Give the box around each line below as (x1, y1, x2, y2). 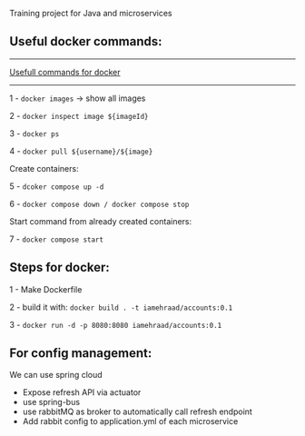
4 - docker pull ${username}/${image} (9, 145, 153, 156)
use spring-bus (22, 397, 80, 408)
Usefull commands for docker (9, 66, 121, 77)
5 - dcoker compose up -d (9, 181, 104, 192)
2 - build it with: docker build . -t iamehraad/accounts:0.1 (9, 302, 233, 312)
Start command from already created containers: (9, 215, 192, 226)
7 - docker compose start (9, 233, 104, 244)
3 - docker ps (9, 127, 60, 139)
